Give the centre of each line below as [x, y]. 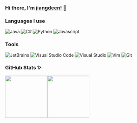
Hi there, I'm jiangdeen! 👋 [36, 8]
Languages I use [25, 21]
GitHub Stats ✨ [23, 68]
